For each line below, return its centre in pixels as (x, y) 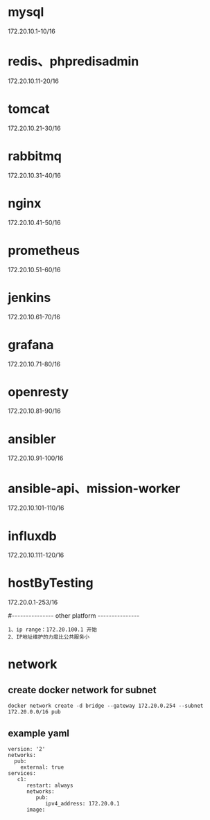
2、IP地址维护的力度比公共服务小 (49, 637)
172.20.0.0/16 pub (34, 712)
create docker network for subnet (82, 690)
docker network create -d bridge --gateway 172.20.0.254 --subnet (106, 706)
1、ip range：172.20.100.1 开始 (53, 630)
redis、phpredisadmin (73, 61)
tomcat (29, 109)
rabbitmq (35, 156)
